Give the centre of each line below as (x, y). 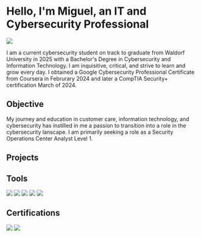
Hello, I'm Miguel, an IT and (76, 11)
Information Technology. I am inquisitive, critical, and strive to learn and (96, 65)
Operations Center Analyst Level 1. (50, 138)
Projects (23, 158)
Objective (25, 104)
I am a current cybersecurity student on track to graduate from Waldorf (96, 53)
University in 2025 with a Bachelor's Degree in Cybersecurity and (89, 59)
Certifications (33, 213)
